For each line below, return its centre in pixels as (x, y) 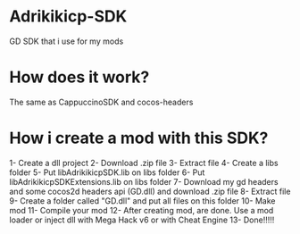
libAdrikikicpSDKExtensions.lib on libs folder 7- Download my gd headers (144, 181)
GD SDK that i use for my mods (67, 41)
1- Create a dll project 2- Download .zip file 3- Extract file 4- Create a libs (144, 163)
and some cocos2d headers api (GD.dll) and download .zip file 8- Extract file (150, 191)
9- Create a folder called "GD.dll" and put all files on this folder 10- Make (142, 201)
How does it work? (79, 77)
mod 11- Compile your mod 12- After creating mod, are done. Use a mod (142, 210)
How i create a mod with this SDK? (139, 138)
